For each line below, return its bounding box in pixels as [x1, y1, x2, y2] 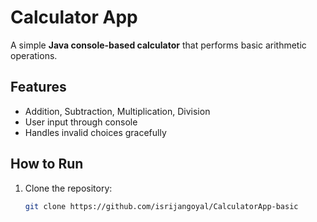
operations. [10, 49, 58, 61]
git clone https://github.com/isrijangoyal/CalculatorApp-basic [24, 201, 299, 211]
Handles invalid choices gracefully [24, 126, 167, 138]
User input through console [24, 116, 138, 128]
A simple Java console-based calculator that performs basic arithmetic [10, 39, 307, 51]
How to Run [10, 156, 84, 173]
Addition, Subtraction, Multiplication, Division [24, 105, 211, 117]
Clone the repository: [24, 182, 113, 194]
